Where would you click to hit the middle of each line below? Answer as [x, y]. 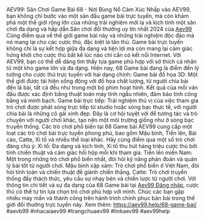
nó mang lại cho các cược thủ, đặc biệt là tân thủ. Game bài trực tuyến [95, 42]
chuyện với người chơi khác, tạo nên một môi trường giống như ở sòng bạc [100, 120]
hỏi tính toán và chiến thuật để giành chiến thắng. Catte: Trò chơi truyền [97, 172]
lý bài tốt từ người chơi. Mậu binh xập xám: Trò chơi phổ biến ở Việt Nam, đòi [103, 166]
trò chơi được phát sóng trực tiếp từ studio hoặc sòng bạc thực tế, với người [102, 107]
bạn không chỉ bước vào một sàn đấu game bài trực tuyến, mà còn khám [98, 16]
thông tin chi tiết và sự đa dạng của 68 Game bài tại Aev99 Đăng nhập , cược [102, 185]
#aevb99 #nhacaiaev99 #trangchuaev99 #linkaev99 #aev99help [88, 211]
